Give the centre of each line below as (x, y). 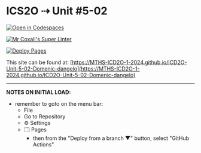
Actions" (43, 144)
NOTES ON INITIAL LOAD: (39, 92)
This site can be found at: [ (39, 62)
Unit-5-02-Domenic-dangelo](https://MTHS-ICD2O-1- (73, 68)
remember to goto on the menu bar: (59, 103)
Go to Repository (45, 116)
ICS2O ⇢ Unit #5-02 (57, 11)
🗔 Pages (35, 129)
